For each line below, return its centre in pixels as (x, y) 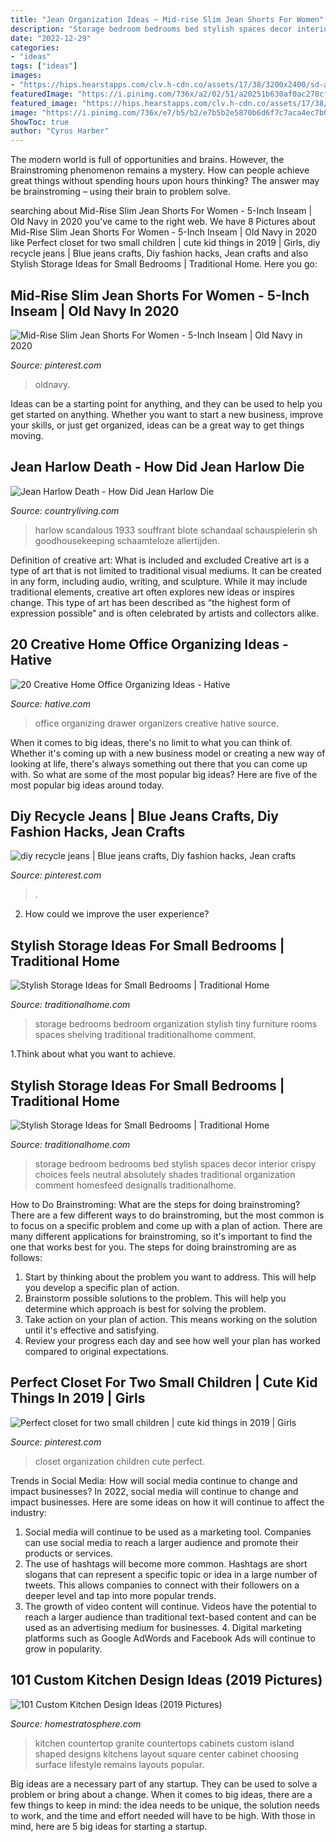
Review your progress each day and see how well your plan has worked (172, 1340)
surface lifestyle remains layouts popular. (119, 1764)
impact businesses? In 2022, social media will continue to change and (154, 1491)
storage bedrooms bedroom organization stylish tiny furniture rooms (176, 1024)
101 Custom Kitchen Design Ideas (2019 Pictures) (166, 1680)
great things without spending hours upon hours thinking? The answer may (165, 181)
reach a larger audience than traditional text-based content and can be (170, 1617)
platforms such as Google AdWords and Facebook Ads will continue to (170, 1638)
